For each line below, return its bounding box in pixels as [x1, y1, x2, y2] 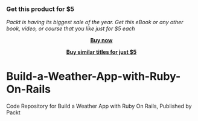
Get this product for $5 [6, 5, 74, 13]
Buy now [90, 37, 113, 44]
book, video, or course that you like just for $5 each [6, 25, 135, 32]
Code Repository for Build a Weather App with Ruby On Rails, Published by [6, 102, 192, 110]
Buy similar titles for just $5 [66, 48, 137, 56]
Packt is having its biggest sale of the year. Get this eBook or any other [6, 19, 184, 26]
